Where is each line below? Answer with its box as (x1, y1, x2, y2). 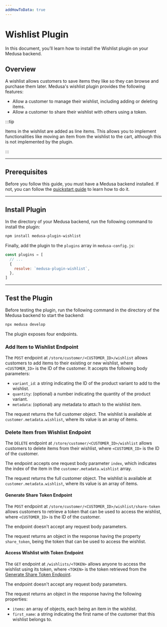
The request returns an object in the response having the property (5, 533, 141, 539)
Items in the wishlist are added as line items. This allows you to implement (5, 128, 157, 135)
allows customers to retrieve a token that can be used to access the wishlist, (5, 508, 162, 514)
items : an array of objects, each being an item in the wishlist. (12, 606, 137, 612)
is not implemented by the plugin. (5, 139, 74, 145)
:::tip (5, 119, 14, 125)
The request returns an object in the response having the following (5, 591, 142, 597)
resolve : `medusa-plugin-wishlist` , (14, 266, 90, 271)
